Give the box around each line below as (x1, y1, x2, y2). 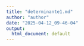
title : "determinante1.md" (6, 8, 73, 15)
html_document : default (11, 31, 70, 37)
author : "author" (6, 14, 49, 20)
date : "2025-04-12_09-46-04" (6, 20, 79, 26)
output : (6, 25, 26, 32)
